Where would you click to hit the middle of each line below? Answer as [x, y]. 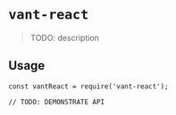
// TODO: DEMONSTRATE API [56, 102]
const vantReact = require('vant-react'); [88, 86]
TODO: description [65, 37]
